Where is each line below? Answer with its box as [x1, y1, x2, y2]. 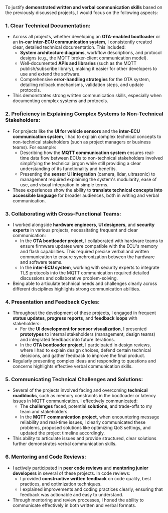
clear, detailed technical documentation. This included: [12, 44, 126, 50]
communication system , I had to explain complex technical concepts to [12, 133, 161, 139]
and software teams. [20, 259, 63, 265]
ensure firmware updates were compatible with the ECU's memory [20, 243, 158, 249]
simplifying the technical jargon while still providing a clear [20, 160, 141, 166]
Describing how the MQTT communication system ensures [20, 150, 144, 156]
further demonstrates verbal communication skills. [12, 441, 117, 447]
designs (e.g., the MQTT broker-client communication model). [20, 55, 148, 61]
